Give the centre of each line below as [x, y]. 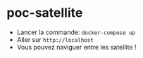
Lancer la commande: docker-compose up [76, 32]
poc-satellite [45, 13]
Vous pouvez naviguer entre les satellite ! [76, 47]
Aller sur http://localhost [55, 39]
